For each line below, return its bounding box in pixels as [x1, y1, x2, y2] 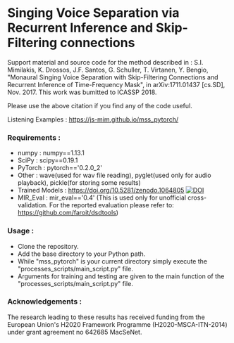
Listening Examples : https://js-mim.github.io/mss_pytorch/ [7, 115, 179, 124]
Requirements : [7, 132, 61, 142]
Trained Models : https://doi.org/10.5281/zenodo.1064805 [17, 186, 185, 195]
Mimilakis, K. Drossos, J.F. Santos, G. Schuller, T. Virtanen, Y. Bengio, [7, 65, 209, 74]
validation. [17, 201, 48, 209]
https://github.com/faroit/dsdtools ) [17, 209, 118, 217]
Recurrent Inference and [7, 20, 154, 36]
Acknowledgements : [7, 297, 82, 306]
